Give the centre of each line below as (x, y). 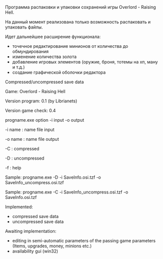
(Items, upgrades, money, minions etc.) (52, 246)
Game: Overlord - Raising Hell (35, 91)
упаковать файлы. (24, 27)
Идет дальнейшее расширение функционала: (53, 37)
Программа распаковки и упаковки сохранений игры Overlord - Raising (81, 7)
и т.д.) (18, 67)
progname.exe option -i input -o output (45, 120)
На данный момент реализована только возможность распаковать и (78, 22)
